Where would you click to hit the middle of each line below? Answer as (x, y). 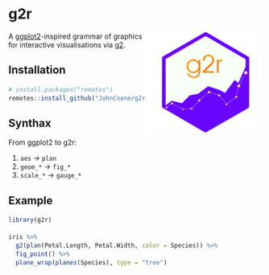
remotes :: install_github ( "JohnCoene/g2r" (79, 98)
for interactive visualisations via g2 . (67, 44)
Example (31, 201)
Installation (37, 70)
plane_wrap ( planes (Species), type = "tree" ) (91, 262)
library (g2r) (30, 220)
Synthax (30, 123)
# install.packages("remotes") (61, 89)
